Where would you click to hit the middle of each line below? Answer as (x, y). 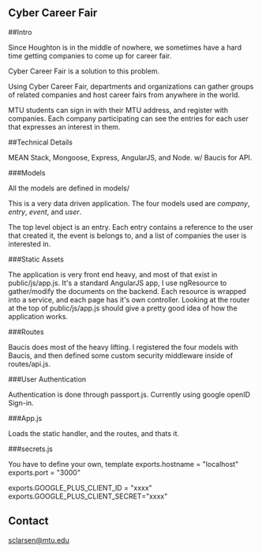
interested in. (30, 243)
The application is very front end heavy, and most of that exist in (113, 274)
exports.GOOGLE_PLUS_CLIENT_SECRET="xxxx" (88, 496)
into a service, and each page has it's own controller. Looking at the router (129, 299)
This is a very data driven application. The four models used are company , (129, 203)
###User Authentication (47, 379)
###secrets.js (30, 449)
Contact (28, 521)
